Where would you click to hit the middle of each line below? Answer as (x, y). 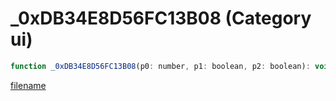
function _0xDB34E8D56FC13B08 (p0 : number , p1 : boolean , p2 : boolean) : (160, 66)
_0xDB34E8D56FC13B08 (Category (161, 18)
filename (28, 85)
